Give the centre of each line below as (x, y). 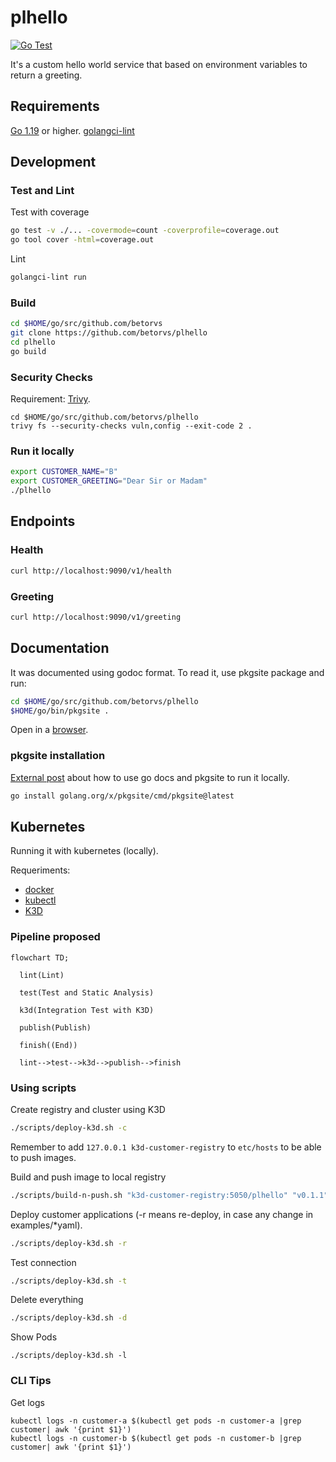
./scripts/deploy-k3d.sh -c (69, 1127)
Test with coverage (50, 212)
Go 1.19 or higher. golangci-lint (72, 130)
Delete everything (47, 1300)
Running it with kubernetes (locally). (84, 851)
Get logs (27, 1402)
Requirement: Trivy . (50, 399)
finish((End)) (48, 1045)
